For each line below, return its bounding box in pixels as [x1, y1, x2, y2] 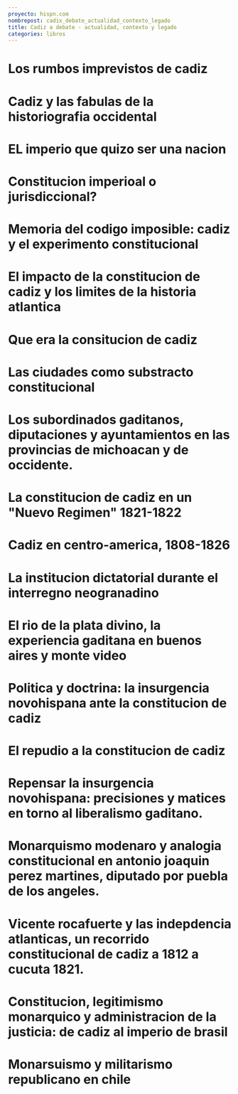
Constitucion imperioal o [8, 173, 157, 189]
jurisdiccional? [8, 189, 97, 205]
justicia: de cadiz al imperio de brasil [8, 1024, 228, 1040]
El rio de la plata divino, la [8, 617, 161, 633]
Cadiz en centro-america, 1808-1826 [8, 537, 230, 553]
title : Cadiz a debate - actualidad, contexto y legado [8, 23, 177, 31]
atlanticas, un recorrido [8, 931, 150, 947]
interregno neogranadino [8, 584, 159, 601]
